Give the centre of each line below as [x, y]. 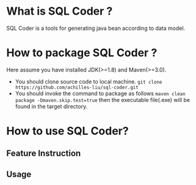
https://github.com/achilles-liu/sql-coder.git [77, 87]
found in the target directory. [51, 106]
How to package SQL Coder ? [82, 53]
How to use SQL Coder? [68, 131]
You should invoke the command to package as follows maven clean [100, 93]
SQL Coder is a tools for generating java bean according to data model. [96, 28]
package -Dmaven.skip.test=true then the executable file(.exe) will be [103, 100]
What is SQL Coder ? [60, 11]
